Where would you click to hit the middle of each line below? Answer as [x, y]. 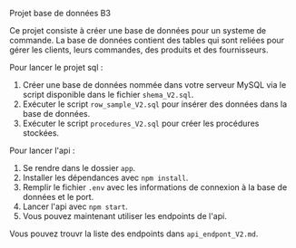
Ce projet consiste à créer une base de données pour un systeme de [138, 30]
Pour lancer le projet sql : [56, 67]
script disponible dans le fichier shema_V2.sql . [108, 95]
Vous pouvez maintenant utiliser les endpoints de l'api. [124, 216]
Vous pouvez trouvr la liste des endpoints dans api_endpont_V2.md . [134, 234]
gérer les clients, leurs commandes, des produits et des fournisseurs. [139, 50]
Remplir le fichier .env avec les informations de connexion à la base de [155, 187]
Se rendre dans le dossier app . [79, 168]
